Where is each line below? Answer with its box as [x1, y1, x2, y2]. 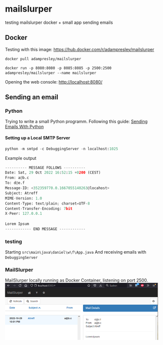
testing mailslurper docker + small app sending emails [5, 19, 113, 25]
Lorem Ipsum [5, 222, 29, 226]
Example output [5, 155, 36, 161]
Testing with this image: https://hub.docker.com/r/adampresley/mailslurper [5, 46, 154, 52]
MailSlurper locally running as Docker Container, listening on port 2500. [5, 277, 148, 283]
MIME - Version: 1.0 [5, 196, 42, 201]
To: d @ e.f [5, 181, 25, 186]
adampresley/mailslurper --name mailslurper [5, 70, 97, 75]
